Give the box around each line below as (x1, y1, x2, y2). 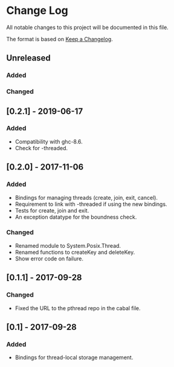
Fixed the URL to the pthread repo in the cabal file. (14, 304, 141, 312)
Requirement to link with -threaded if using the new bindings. (14, 200, 167, 208)
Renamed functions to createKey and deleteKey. (14, 248, 135, 256)
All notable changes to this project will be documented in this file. (6, 24, 169, 31)
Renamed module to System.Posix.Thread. (14, 242, 121, 249)
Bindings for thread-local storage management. (14, 354, 134, 361)
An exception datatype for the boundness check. (14, 213, 137, 220)
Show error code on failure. (14, 255, 83, 262)
